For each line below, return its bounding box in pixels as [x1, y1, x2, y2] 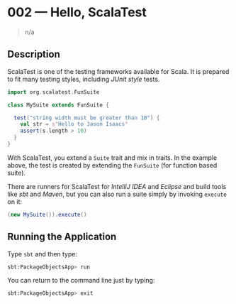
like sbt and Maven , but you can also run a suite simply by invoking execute [7, 190, 227, 198]
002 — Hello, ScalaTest [7, 4, 147, 21]
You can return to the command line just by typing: [7, 276, 155, 285]
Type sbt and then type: [7, 249, 78, 258]
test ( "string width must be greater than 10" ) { [13, 114, 160, 121]
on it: [7, 197, 23, 206]
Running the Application [7, 231, 117, 243]
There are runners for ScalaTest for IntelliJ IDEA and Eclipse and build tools [7, 182, 227, 190]
